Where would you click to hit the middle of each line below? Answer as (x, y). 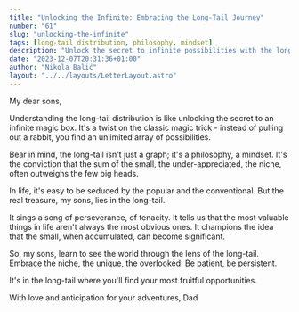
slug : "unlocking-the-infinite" (69, 34)
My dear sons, (36, 101)
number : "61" (33, 26)
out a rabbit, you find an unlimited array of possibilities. (110, 137)
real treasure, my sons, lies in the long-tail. (87, 200)
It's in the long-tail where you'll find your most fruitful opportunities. (133, 280)
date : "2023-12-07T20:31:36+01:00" (75, 59)
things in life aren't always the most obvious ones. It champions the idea (141, 226)
